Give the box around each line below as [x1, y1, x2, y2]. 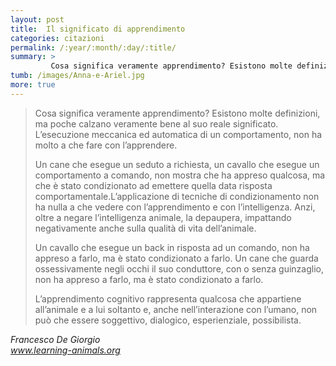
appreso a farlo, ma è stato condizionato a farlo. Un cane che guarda [34, 252, 319, 264]
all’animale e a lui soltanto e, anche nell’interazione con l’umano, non [34, 303, 318, 315]
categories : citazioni [10, 33, 105, 43]
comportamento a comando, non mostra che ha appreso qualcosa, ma [34, 169, 326, 181]
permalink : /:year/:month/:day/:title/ [10, 42, 177, 53]
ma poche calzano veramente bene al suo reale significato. [34, 117, 279, 130]
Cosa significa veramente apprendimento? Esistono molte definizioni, [34, 107, 321, 119]
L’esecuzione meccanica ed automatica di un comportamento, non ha [34, 128, 323, 140]
